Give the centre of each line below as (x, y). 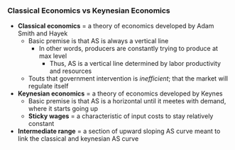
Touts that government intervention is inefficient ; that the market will (128, 79)
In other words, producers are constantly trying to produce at (129, 49)
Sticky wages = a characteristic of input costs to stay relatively (121, 116)
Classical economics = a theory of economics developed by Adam (116, 26)
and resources (71, 71)
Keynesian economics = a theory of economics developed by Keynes (120, 93)
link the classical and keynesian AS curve (78, 139)
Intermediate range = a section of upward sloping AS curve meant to (119, 131)
